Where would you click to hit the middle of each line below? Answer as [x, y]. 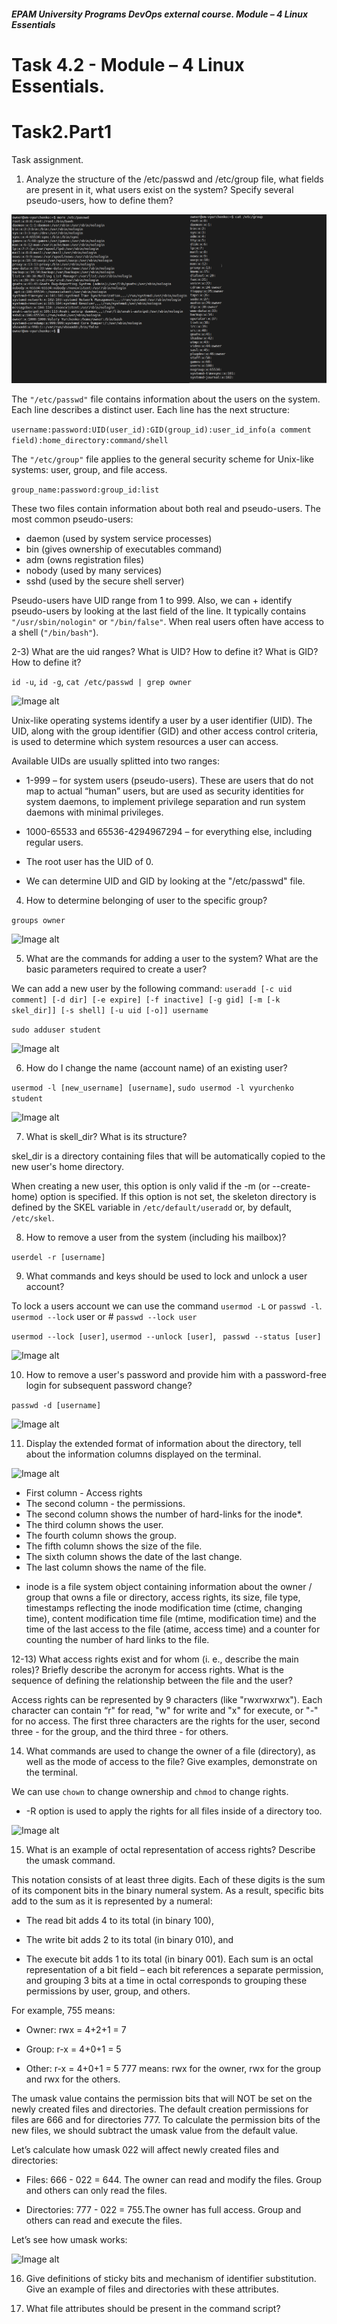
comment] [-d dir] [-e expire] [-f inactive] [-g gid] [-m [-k [146, 1000]
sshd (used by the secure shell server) [105, 581]
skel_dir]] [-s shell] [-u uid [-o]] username [110, 1010]
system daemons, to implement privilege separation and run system [165, 801]
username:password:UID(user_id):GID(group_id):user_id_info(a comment [161, 430]
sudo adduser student [56, 1030]
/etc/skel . [33, 1217]
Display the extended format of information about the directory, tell [163, 1443]
